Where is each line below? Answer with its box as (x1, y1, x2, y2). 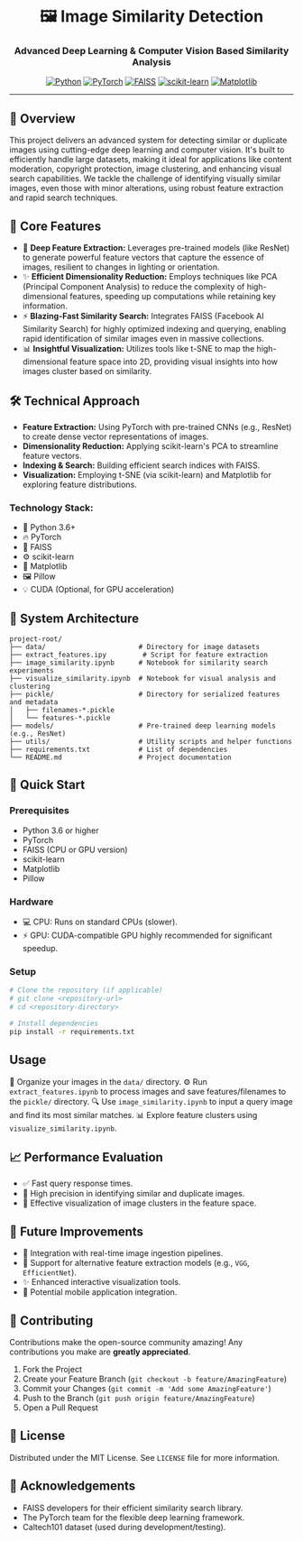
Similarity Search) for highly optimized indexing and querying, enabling (22, 324, 287, 335)
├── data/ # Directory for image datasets (9, 643, 260, 652)
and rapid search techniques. (9, 192, 119, 203)
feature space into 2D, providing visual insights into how (69, 356, 278, 367)
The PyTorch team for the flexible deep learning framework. (22, 1511, 245, 1523)
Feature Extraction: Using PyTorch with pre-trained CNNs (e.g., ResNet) (22, 421, 292, 432)
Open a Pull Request (22, 1402, 99, 1413)
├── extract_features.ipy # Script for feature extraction (9, 650, 269, 660)
